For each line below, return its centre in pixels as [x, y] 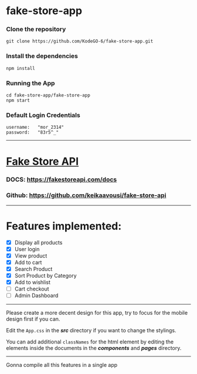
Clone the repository [36, 29]
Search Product [33, 269]
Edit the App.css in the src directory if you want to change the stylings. [91, 330]
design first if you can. [33, 319]
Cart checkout [32, 289]
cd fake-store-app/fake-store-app [48, 95]
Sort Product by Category [46, 276]
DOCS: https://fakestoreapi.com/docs [62, 179]
